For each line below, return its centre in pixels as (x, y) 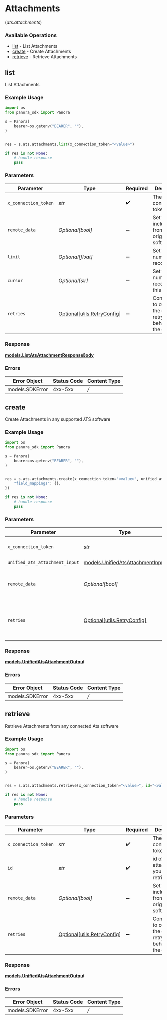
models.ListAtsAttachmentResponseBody (50, 355)
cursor (15, 281)
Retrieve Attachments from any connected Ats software (62, 726)
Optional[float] (76, 257)
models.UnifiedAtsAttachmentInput (125, 562)
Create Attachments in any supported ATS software (58, 419)
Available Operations (31, 35)
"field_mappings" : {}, (38, 484)
